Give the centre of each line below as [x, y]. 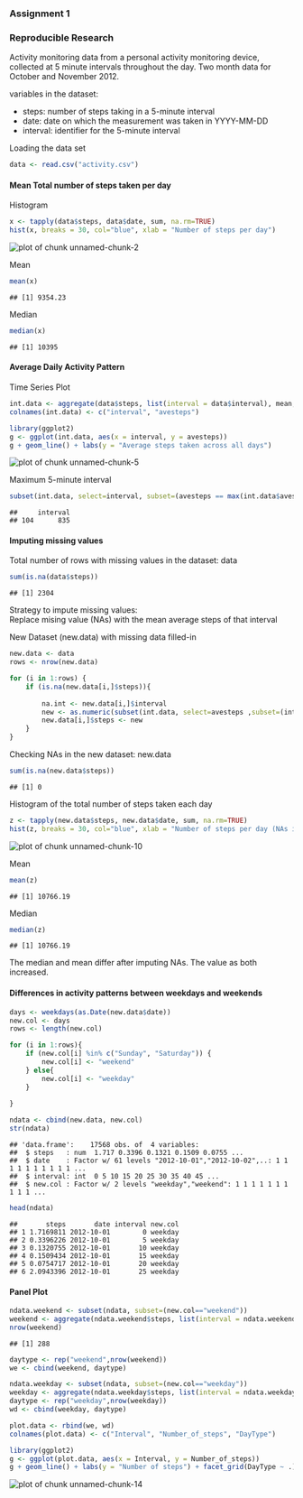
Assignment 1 [40, 14]
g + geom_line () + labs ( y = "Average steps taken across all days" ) [141, 445]
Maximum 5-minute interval [60, 480]
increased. [29, 972]
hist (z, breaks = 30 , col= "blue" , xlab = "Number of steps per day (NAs [149, 828]
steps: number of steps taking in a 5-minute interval [118, 112]
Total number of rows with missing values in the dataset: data [124, 560]
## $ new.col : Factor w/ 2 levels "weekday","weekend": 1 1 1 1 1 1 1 [149, 1185]
